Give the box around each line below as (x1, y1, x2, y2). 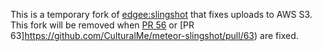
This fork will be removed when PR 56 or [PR (10, 19, 195, 31)
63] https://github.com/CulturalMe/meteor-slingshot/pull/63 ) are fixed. (10, 30, 299, 41)
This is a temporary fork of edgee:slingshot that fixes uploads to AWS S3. (10, 9, 313, 20)
